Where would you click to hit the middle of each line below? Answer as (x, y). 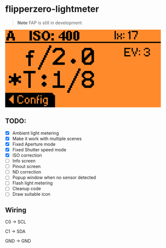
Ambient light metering (36, 133)
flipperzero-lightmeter (52, 9)
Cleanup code (26, 189)
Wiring (16, 210)
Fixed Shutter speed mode (39, 149)
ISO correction (27, 155)
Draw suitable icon (31, 194)
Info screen (24, 161)
